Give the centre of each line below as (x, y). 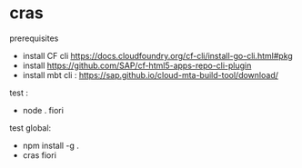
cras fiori (40, 155)
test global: (30, 128)
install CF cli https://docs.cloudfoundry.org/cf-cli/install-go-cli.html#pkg (157, 55)
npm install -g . (51, 145)
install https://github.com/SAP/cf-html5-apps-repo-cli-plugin (137, 65)
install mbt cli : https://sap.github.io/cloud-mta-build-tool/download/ (151, 74)
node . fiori (43, 110)
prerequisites (34, 38)
